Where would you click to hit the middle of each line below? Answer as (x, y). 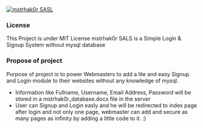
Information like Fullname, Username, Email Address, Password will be (103, 92)
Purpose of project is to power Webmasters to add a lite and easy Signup (98, 74)
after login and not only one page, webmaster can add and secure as (101, 112)
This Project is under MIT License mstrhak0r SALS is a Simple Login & (94, 38)
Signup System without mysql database (56, 45)
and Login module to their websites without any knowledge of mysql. (93, 80)
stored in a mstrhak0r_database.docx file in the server (83, 99)
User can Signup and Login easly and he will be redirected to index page (106, 105)
